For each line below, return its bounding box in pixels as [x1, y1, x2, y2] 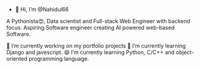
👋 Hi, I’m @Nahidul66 [15, 6, 69, 13]
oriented [6, 55, 27, 62]
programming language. [28, 55, 90, 62]
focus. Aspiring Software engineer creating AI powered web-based [6, 24, 175, 31]
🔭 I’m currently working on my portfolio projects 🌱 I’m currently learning [6, 42, 186, 49]
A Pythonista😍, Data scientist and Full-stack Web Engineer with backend [6, 18, 190, 24]
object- [176, 49, 195, 56]
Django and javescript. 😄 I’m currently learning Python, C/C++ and [6, 49, 175, 56]
